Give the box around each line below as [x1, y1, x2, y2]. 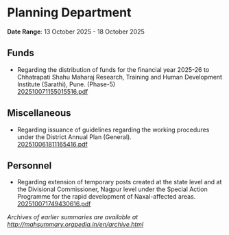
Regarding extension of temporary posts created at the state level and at [16, 178, 222, 186]
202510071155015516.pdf [16, 87, 88, 95]
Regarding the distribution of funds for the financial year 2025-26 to [16, 65, 210, 73]
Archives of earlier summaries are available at [7, 213, 138, 221]
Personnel [7, 160, 52, 171]
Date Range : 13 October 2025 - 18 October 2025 [7, 27, 145, 36]
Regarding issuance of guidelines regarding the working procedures [16, 125, 210, 134]
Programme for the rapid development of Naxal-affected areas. [16, 193, 196, 201]
